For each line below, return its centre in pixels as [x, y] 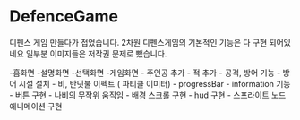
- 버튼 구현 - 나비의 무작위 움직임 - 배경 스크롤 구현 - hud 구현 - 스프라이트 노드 [148, 95]
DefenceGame [64, 17]
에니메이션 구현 [36, 106]
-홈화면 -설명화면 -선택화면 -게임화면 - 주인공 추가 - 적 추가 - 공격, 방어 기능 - [145, 73]
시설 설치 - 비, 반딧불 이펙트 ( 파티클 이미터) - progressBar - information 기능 [154, 83]
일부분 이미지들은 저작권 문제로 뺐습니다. [96, 53]
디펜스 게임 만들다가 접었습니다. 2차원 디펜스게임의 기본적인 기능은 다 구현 [138, 42]
